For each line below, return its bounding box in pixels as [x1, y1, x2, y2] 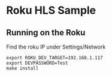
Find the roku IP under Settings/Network [6, 43, 106, 50]
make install [6, 65, 39, 71]
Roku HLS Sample [6, 4, 96, 17]
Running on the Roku [6, 28, 86, 38]
